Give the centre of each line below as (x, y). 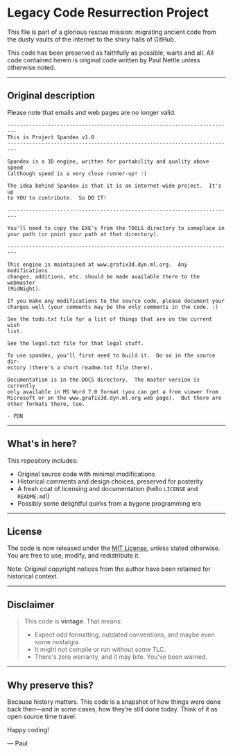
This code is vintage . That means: (73, 621)
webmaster (21, 283)
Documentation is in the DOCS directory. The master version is (103, 380)
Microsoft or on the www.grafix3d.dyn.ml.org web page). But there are (114, 398)
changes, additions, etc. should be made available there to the (103, 276)
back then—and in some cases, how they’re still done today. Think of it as (112, 709)
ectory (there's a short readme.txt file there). (80, 367)
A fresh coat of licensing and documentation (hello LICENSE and (107, 488)
